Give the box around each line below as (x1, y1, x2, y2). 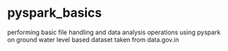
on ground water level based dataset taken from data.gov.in (7, 35, 180, 43)
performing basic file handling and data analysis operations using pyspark (7, 28, 221, 36)
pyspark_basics (7, 5, 102, 21)
